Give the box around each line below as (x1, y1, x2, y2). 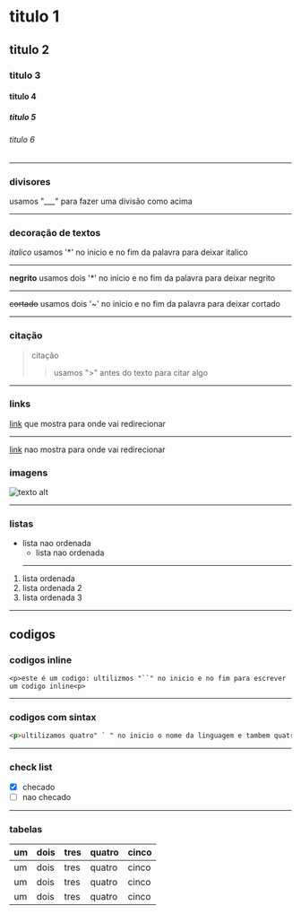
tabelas (9, 823, 43, 835)
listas (9, 518, 34, 530)
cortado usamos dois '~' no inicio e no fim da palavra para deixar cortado (9, 299, 280, 309)
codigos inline (9, 653, 73, 666)
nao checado (21, 791, 72, 802)
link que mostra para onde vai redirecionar (9, 418, 166, 429)
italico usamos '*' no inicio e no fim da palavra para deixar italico (9, 247, 248, 257)
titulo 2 (9, 42, 49, 57)
